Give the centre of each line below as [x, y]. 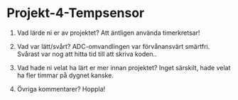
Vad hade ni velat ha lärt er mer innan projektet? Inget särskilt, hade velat [124, 67]
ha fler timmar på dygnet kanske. [65, 75]
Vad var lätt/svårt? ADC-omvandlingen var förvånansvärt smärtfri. [113, 46]
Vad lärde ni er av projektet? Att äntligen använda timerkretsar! [108, 33]
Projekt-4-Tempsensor [76, 13]
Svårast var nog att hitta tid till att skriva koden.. [87, 54]
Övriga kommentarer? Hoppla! [61, 89]
